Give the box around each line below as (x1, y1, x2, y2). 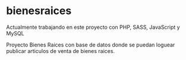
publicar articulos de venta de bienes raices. (6, 47, 115, 54)
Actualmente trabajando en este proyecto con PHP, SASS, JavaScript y (6, 24, 180, 31)
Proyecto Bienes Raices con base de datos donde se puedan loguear (6, 41, 175, 48)
